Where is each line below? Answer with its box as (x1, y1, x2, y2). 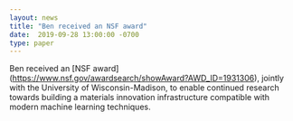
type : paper (9, 38, 54, 48)
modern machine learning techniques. (9, 101, 151, 113)
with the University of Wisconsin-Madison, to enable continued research (9, 82, 279, 93)
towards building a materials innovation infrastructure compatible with (9, 92, 269, 103)
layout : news (9, 13, 59, 23)
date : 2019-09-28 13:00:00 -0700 (9, 30, 140, 39)
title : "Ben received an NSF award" (9, 22, 147, 31)
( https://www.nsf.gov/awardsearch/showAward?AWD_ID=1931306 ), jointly (9, 73, 285, 84)
